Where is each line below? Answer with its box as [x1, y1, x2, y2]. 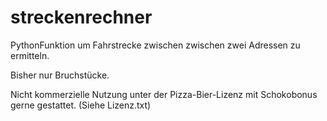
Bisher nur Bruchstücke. [10, 69, 110, 81]
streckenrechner [10, 6, 153, 29]
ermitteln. [10, 49, 50, 61]
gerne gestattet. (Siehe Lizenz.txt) [10, 99, 152, 111]
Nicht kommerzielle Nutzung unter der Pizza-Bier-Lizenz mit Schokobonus [10, 88, 318, 100]
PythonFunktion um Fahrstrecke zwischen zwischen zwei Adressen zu [10, 39, 301, 51]
